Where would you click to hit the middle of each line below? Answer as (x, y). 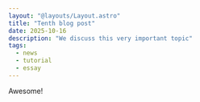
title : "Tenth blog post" (52, 23)
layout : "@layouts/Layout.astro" (65, 16)
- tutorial (34, 61)
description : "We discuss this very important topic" (101, 38)
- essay (29, 68)
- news (27, 53)
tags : (17, 46)
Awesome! (26, 91)
